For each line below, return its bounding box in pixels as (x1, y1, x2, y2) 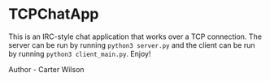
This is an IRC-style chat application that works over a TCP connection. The (8, 32, 263, 41)
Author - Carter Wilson (8, 64, 85, 74)
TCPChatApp (8, 5, 99, 23)
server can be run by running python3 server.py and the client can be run (8, 40, 255, 49)
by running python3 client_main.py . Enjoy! (8, 49, 151, 58)
